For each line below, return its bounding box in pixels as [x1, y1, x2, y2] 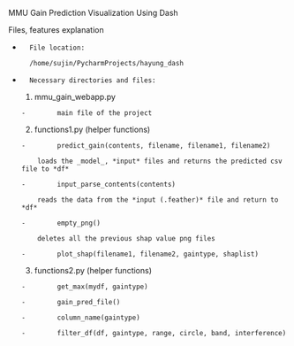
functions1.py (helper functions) [34, 124, 151, 135]
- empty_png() [20, 219, 101, 227]
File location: [29, 43, 86, 52]
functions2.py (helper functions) [34, 265, 152, 275]
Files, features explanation [8, 25, 104, 35]
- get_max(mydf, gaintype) [20, 282, 148, 291]
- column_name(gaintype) [20, 313, 140, 322]
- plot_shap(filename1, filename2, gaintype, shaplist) [20, 250, 260, 258]
